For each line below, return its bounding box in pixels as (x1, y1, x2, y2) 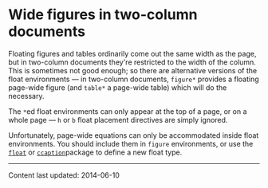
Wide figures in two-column (8, 6, 198, 24)
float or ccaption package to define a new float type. (8, 147, 183, 157)
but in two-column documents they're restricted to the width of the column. (8, 57, 257, 67)
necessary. (8, 91, 45, 100)
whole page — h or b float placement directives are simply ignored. (8, 115, 228, 124)
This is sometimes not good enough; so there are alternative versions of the (8, 65, 258, 75)
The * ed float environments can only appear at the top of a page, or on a (8, 106, 247, 116)
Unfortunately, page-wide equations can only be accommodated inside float (8, 130, 259, 140)
